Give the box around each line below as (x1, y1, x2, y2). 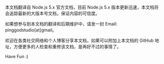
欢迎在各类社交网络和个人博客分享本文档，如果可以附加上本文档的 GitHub (5, 37, 154, 43)
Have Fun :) (5, 54, 28, 59)
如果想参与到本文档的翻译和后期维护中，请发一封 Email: (5, 21, 118, 27)
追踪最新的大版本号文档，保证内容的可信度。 (9, 10, 100, 16)
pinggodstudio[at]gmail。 (5, 27, 57, 33)
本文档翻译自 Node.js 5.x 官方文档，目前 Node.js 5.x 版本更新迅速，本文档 (5, 4, 155, 10)
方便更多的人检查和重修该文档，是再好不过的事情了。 (13, 44, 121, 49)
